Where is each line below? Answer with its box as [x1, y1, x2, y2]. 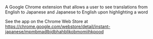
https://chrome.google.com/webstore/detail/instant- [5, 24, 110, 29]
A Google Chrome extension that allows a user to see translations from [5, 4, 148, 10]
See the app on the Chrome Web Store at [5, 19, 88, 24]
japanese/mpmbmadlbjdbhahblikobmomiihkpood [5, 29, 104, 34]
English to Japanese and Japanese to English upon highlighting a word [5, 9, 148, 15]
